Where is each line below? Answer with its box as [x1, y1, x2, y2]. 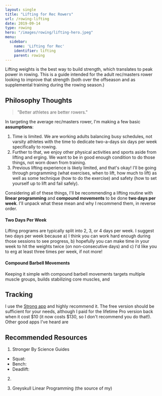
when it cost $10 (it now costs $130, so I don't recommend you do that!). [5, 314, 151, 320]
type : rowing [5, 26, 32, 30]
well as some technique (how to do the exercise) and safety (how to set [12, 175, 157, 181]
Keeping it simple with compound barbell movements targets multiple [5, 271, 145, 277]
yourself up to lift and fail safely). [12, 180, 79, 187]
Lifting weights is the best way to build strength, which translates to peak [5, 66, 153, 72]
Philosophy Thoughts [5, 96, 72, 105]
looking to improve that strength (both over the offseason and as [5, 77, 136, 83]
